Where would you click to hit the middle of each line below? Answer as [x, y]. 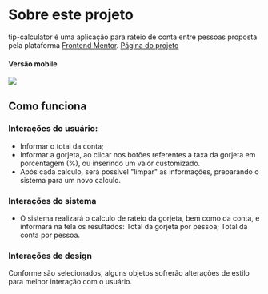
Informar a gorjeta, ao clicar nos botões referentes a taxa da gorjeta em [138, 154]
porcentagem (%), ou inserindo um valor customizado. [110, 163]
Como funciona [48, 106]
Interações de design [50, 256]
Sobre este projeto [71, 15]
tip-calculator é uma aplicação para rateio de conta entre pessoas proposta [133, 37]
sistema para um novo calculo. [70, 180]
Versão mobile [33, 64]
